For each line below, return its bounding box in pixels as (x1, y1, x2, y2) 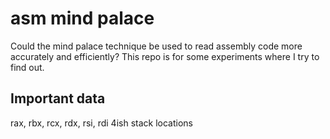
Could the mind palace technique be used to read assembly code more (10, 40, 303, 52)
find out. (10, 61, 45, 73)
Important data (10, 90, 106, 107)
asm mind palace (10, 7, 155, 30)
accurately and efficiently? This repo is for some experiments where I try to (10, 50, 320, 62)
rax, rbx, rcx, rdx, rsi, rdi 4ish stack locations (10, 117, 193, 129)
